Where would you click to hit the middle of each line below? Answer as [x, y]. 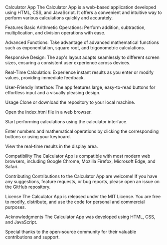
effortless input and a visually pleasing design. [53, 93]
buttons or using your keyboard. [38, 136]
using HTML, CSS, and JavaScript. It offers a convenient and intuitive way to [83, 12]
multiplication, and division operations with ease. [55, 33]
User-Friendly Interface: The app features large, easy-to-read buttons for [80, 87]
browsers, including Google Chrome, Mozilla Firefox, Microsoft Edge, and [80, 161]
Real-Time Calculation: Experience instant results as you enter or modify [79, 72]
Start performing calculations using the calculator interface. [67, 122]
